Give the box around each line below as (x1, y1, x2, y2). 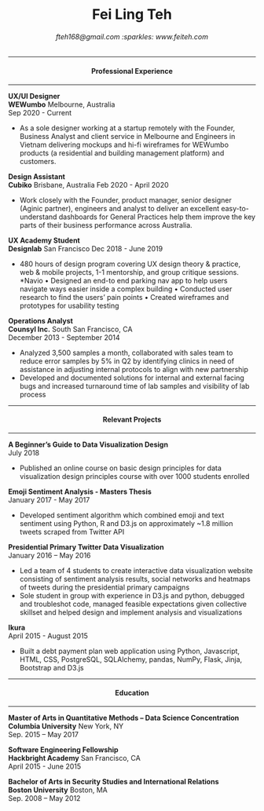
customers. (19, 156, 57, 166)
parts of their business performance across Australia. (19, 220, 192, 229)
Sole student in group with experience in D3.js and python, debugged (19, 590, 245, 600)
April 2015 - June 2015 (8, 762, 82, 771)
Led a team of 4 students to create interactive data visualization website (19, 565, 254, 575)
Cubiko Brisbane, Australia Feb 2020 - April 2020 (8, 180, 169, 189)
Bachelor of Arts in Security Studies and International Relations (8, 777, 219, 786)
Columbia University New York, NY (8, 721, 124, 731)
